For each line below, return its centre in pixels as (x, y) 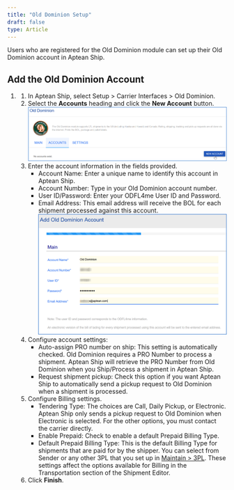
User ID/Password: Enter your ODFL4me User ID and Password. (130, 196)
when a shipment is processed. (83, 392)
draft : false (26, 22)
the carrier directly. (65, 429)
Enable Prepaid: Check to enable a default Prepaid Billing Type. (128, 436)
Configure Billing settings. (65, 399)
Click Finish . (46, 480)
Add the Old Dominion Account (76, 79)
